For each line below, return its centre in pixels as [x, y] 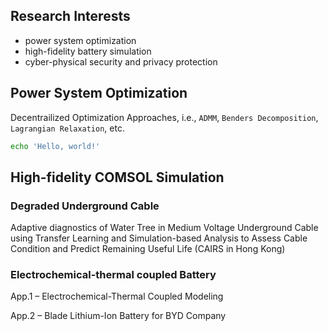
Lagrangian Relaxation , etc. [67, 128]
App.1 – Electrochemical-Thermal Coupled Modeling [117, 296]
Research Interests [70, 16]
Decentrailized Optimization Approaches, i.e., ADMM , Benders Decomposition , [164, 117]
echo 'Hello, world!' [55, 146]
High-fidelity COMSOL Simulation [117, 177]
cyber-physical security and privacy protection [121, 61]
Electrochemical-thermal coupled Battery [113, 275]
